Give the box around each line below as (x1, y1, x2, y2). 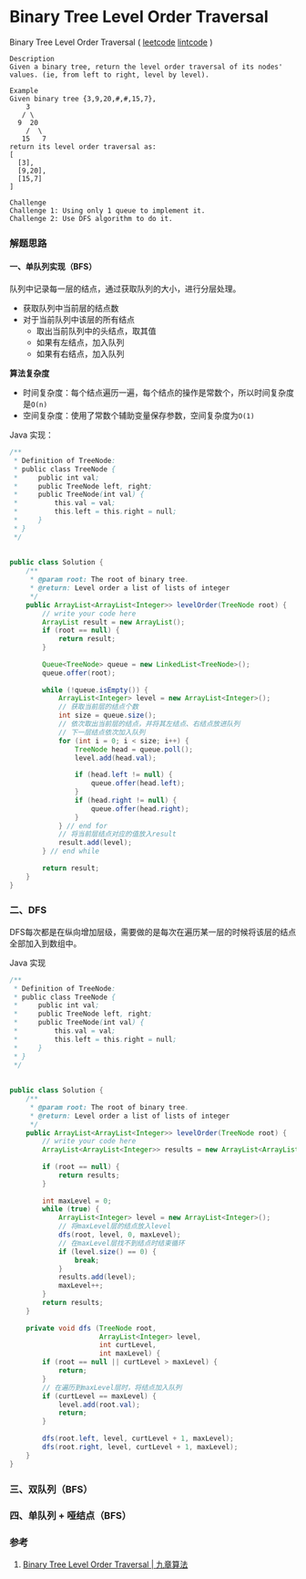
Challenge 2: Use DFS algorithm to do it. (9, 214, 173, 223)
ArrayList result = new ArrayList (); (42, 617, 185, 626)
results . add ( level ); (57, 1272, 137, 1282)
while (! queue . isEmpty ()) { (42, 685, 148, 695)
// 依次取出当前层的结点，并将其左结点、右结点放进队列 (57, 720, 240, 729)
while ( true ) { (42, 1205, 100, 1214)
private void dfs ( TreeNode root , (25, 1323, 157, 1332)
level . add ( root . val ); (57, 1400, 141, 1409)
